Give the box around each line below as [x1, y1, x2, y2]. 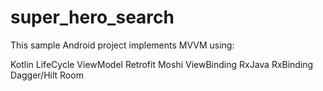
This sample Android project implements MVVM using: [10, 39, 235, 51]
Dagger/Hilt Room [10, 69, 84, 81]
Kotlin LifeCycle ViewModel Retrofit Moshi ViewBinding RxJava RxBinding [10, 58, 314, 70]
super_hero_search [10, 6, 175, 29]
